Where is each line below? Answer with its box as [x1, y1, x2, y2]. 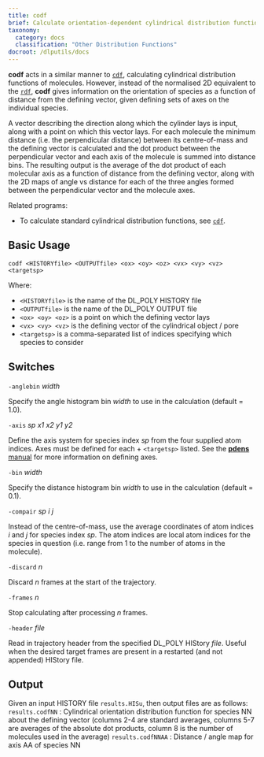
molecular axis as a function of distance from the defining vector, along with [8, 169, 255, 178]
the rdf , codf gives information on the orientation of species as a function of [8, 87, 256, 95]
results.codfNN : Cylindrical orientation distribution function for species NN [8, 707, 252, 717]
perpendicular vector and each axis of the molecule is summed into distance [8, 152, 256, 161]
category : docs [15, 33, 65, 42]
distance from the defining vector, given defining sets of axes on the [8, 95, 229, 104]
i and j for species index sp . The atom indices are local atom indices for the [8, 529, 251, 540]
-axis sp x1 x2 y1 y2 [8, 420, 73, 429]
